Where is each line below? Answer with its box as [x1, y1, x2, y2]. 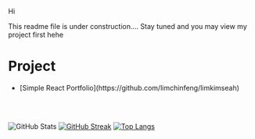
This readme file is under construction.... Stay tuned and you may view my [8, 22, 248, 30]
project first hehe [8, 30, 64, 39]
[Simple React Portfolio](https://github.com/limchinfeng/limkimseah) [19, 83, 240, 92]
